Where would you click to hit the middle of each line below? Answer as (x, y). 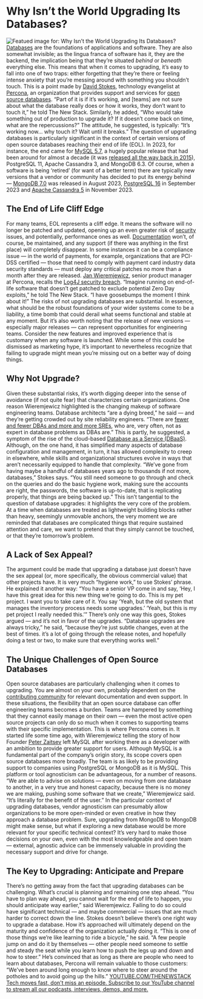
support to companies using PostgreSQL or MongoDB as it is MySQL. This (99, 768)
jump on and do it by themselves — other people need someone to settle (97, 944)
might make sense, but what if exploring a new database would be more (96, 826)
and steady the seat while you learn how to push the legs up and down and (100, 950)
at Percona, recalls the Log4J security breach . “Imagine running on (90, 282)
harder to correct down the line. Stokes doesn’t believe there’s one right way (101, 918)
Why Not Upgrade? (43, 379)
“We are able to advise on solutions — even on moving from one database (99, 781)
